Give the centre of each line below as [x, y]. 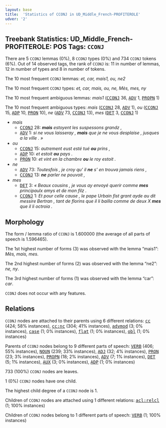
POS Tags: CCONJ [79, 47]
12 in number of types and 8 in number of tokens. [55, 69]
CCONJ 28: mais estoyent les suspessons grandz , [71, 128]
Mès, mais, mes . [22, 254]
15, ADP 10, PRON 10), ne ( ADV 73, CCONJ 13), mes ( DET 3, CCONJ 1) [72, 113]
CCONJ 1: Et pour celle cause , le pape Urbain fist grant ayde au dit [88, 196]
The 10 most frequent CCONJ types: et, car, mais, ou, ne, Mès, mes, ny [76, 88]
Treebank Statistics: [37, 39]
